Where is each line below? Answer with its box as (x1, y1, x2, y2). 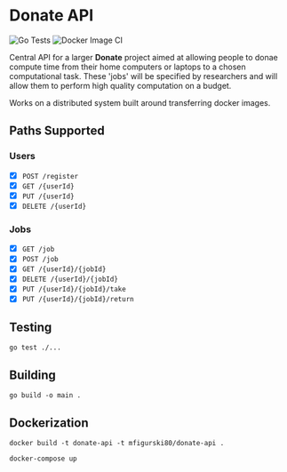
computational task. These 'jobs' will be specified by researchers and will (9, 70, 278, 81)
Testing (9, 319, 52, 334)
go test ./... (9, 343, 62, 352)
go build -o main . (9, 391, 82, 400)
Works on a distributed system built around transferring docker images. (9, 97, 271, 108)
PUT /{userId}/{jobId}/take (21, 285, 126, 294)
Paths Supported (9, 124, 105, 139)
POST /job (21, 255, 60, 264)
